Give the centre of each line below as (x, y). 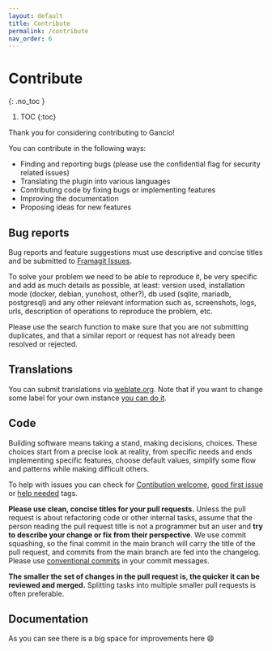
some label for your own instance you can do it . (88, 398)
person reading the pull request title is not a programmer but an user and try (136, 526)
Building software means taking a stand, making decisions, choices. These (133, 442)
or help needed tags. (43, 493)
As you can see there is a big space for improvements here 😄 (111, 639)
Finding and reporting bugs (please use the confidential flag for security (140, 164)
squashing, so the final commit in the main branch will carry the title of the (132, 543)
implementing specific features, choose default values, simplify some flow (132, 460)
